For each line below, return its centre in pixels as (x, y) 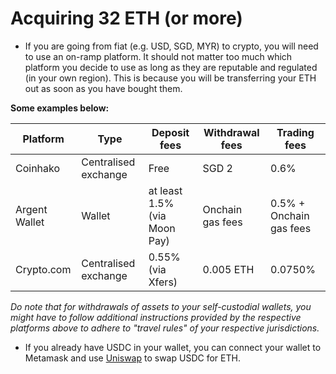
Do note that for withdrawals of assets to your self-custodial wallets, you (161, 306)
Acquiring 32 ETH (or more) (126, 18)
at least (165, 190)
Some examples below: (60, 108)
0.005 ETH (228, 269)
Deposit (170, 132)
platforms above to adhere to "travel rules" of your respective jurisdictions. (165, 328)
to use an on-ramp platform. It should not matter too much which (158, 56)
